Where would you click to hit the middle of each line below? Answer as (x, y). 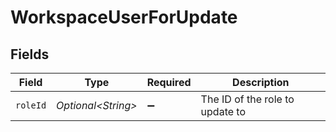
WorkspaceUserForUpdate (124, 17)
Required (169, 82)
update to (223, 111)
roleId (31, 105)
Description (261, 82)
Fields (30, 54)
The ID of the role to (247, 99)
